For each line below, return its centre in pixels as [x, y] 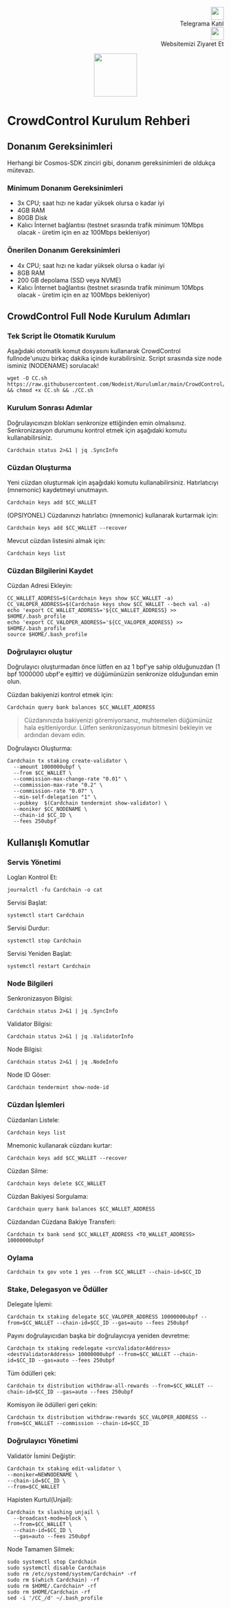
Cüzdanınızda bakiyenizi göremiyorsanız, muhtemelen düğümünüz [118, 720]
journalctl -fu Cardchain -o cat [55, 890]
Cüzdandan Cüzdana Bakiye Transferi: [62, 1222]
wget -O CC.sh [27, 379]
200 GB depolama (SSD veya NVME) [69, 280]
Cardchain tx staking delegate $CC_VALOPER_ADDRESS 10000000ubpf [102, 1317]
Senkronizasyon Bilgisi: [40, 999]
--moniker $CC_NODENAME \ [51, 810]
